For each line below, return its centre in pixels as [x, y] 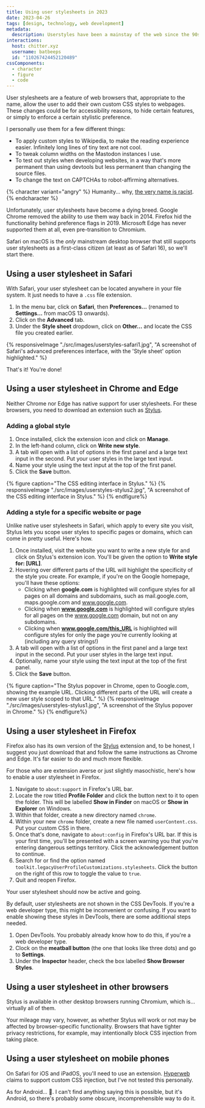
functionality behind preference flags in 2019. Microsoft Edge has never [96, 223]
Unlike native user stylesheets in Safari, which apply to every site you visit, [100, 526]
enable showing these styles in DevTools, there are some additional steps [99, 917]
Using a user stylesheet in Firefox [71, 731]
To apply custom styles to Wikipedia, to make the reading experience [102, 141]
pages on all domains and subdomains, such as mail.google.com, [106, 596]
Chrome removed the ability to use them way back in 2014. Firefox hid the [99, 217]
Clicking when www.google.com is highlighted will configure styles [110, 609]
